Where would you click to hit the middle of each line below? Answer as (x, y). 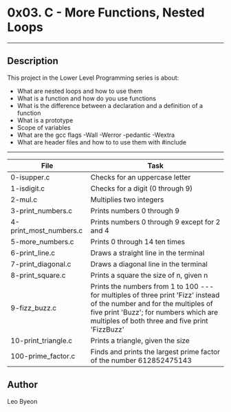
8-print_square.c (38, 275)
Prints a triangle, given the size (140, 340)
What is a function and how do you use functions (87, 98)
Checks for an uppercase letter (141, 177)
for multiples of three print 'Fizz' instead (155, 295)
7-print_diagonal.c (41, 264)
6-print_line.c (33, 252)
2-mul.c (24, 199)
